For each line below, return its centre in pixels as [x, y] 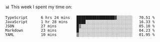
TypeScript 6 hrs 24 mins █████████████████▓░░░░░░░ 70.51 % [80, 18]
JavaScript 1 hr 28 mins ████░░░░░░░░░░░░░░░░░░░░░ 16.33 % [80, 22]
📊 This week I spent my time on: [39, 7]
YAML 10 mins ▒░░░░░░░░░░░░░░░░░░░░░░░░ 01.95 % [80, 35]
